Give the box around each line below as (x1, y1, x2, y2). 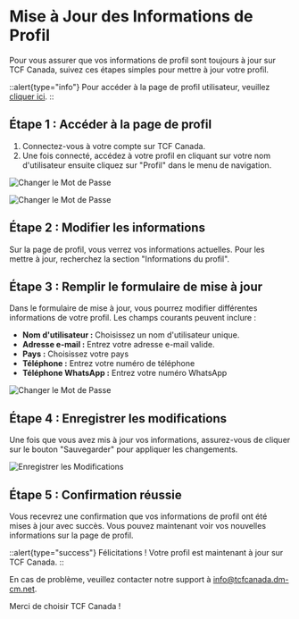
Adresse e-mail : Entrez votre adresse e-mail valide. (21, 339, 215, 350)
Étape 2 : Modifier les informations (9, 221, 205, 236)
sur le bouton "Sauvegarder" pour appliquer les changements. (9, 444, 238, 455)
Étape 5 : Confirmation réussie (9, 487, 182, 502)
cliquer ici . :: (9, 91, 54, 102)
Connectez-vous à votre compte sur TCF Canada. (21, 140, 206, 151)
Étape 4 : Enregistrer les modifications (9, 411, 228, 426)
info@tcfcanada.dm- (212, 574, 289, 584)
